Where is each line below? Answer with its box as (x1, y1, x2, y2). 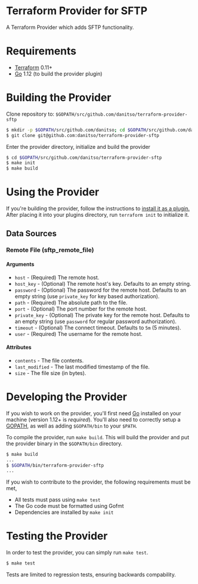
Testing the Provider (6, 530, 108, 543)
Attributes (6, 344, 32, 351)
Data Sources (6, 229, 57, 239)
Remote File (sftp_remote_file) (6, 246, 94, 255)
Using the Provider (6, 185, 100, 199)
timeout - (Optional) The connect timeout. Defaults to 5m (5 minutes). (14, 324, 181, 331)
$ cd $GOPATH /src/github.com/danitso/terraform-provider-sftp (6, 155, 162, 161)
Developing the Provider (6, 390, 127, 404)
